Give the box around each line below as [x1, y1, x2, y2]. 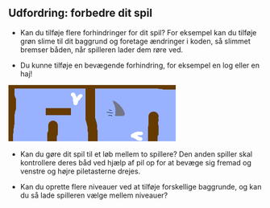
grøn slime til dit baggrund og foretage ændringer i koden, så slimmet [19, 36, 251, 46]
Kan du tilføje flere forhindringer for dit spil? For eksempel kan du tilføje [19, 27, 257, 37]
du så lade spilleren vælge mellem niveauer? [19, 190, 168, 200]
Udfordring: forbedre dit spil [8, 6, 153, 20]
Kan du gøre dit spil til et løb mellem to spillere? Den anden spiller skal [19, 149, 252, 159]
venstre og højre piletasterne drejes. [19, 166, 141, 176]
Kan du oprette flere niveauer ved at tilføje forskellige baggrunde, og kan [19, 181, 262, 191]
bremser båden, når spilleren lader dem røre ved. [19, 44, 184, 55]
